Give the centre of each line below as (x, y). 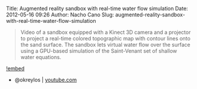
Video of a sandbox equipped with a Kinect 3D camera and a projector (106, 32)
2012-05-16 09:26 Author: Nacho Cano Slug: (60, 15)
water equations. (41, 57)
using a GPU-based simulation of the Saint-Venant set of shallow (99, 51)
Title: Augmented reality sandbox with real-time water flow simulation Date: (97, 8)
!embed (15, 69)
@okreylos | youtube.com (46, 80)
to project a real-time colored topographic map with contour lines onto (105, 38)
